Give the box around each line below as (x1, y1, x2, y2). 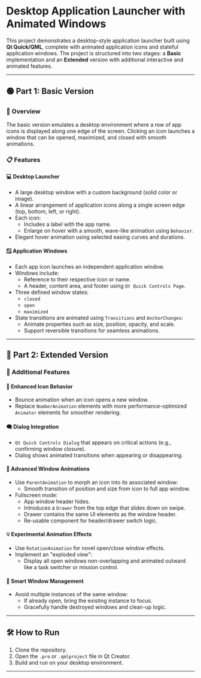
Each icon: (14, 214, 41, 221)
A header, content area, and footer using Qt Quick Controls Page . (23, 282, 186, 289)
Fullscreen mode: (14, 491, 58, 498)
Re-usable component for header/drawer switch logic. (23, 517, 157, 524)
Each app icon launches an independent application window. (14, 263, 165, 270)
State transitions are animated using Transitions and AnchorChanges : (14, 314, 184, 321)
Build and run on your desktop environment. (14, 659, 124, 667)
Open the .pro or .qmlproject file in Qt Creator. (14, 653, 131, 660)
